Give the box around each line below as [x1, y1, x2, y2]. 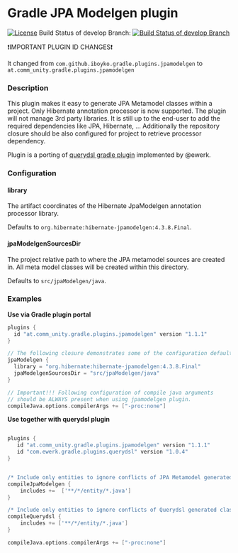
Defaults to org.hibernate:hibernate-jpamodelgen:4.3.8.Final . [7, 223, 193, 231]
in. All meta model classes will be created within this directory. [7, 263, 189, 271]
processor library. [7, 209, 59, 218]
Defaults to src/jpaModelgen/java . [7, 276, 106, 285]
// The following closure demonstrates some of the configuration [7, 350, 208, 357]
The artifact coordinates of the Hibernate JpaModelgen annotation [7, 202, 202, 210]
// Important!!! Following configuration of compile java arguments [7, 389, 214, 396]
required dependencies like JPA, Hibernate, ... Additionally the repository [7, 122, 220, 131]
